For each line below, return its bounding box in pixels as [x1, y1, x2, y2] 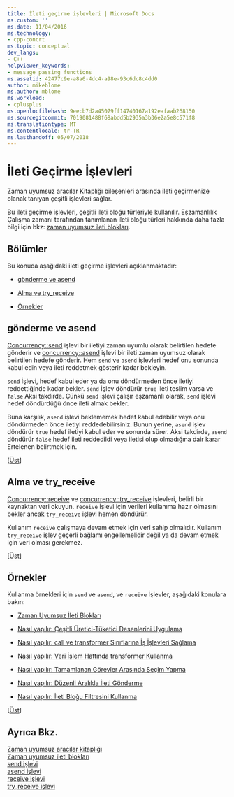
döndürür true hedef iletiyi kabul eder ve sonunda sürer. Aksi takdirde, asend [7, 427, 228, 436]
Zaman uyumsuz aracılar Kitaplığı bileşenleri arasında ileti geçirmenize [7, 187, 210, 196]
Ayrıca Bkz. [7, 726, 59, 738]
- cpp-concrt [7, 36, 45, 43]
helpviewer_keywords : [7, 62, 71, 69]
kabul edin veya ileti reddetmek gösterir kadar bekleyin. [7, 363, 167, 371]
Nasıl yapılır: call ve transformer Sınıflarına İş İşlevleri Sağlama [17, 638, 196, 647]
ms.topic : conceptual [7, 43, 71, 50]
